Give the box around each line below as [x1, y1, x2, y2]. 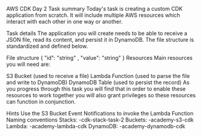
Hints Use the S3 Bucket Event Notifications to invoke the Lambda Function [6, 110, 194, 117]
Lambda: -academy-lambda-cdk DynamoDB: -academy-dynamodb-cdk [6, 123, 186, 129]
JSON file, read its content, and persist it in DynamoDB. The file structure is [6, 36, 194, 43]
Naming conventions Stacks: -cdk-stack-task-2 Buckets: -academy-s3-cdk [6, 116, 194, 123]
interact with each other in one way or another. [6, 18, 123, 25]
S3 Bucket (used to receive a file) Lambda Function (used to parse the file [6, 73, 191, 79]
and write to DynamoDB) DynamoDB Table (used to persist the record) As [6, 79, 190, 86]
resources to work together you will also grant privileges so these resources [6, 92, 196, 99]
